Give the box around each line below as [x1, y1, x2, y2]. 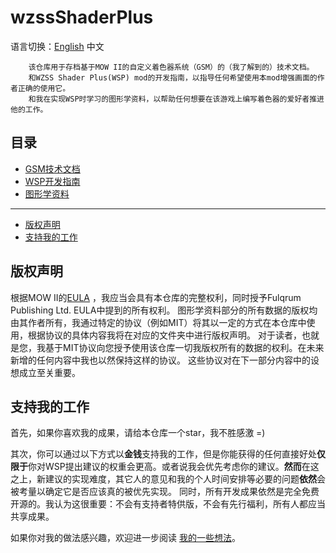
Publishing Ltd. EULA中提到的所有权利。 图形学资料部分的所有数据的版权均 [10, 304, 318, 316]
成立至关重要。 [18, 366, 81, 378]
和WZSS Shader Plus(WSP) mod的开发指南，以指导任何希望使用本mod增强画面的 [28, 72, 318, 83]
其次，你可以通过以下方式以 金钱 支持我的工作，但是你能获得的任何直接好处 [10, 448, 317, 460]
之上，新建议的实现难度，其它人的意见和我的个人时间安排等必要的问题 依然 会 [10, 473, 326, 485]
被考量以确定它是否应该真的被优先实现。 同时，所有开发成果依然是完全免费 [10, 486, 320, 498]
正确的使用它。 [17, 83, 71, 93]
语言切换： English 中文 [10, 40, 105, 52]
